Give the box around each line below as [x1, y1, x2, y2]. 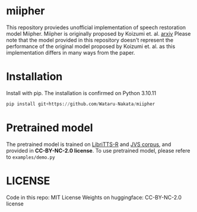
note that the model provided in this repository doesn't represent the [6, 36, 174, 43]
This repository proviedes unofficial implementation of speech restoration [6, 24, 186, 31]
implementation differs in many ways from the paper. [6, 49, 135, 56]
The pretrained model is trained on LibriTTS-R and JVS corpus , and [6, 141, 171, 148]
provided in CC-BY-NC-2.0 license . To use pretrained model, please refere [6, 147, 190, 154]
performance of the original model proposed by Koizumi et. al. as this [6, 43, 176, 50]
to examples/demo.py [6, 153, 55, 160]
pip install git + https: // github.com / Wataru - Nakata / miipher [6, 101, 155, 107]
